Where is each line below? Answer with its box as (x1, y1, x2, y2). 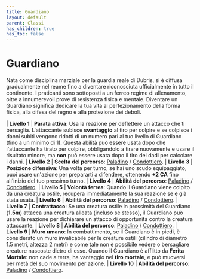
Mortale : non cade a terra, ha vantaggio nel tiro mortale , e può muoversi (6, 254, 186, 261)
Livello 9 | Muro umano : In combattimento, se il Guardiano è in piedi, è (6, 228, 180, 235)
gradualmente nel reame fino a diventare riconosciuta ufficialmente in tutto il (6, 83, 194, 90)
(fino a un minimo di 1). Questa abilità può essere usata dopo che (6, 139, 166, 147)
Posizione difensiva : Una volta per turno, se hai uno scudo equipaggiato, (6, 165, 187, 172)
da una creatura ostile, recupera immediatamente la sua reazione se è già (6, 190, 187, 198)
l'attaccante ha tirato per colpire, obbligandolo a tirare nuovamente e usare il (6, 145, 195, 153)
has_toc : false (6, 31, 44, 37)
